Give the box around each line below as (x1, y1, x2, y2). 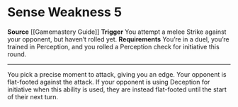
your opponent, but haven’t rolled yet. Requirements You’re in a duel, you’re (7, 34, 229, 43)
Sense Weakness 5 (7, 4, 123, 20)
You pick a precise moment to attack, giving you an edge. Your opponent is (7, 70, 227, 78)
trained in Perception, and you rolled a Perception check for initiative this (7, 42, 220, 51)
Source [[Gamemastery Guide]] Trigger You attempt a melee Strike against (7, 27, 227, 36)
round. (7, 50, 27, 58)
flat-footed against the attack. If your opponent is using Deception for (7, 77, 210, 86)
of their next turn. (7, 92, 59, 101)
